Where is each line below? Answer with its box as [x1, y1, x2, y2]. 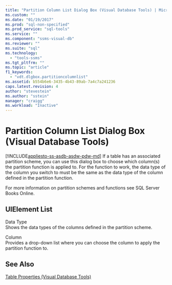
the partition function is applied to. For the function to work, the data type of [5, 164, 166, 170]
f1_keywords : [5, 70, 33, 75]
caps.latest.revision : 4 [5, 84, 58, 89]
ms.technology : [5, 50, 38, 55]
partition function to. [5, 245, 49, 251]
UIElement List [5, 205, 53, 214]
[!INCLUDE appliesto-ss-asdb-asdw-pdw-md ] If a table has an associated [5, 153, 161, 159]
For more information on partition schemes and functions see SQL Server [5, 185, 160, 191]
